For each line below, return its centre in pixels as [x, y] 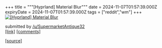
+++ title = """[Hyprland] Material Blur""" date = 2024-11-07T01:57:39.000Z [81, 7]
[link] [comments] [23, 31]
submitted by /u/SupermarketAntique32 [45, 26]
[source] [14, 41]
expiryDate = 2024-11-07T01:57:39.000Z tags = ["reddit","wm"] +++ [74, 12]
